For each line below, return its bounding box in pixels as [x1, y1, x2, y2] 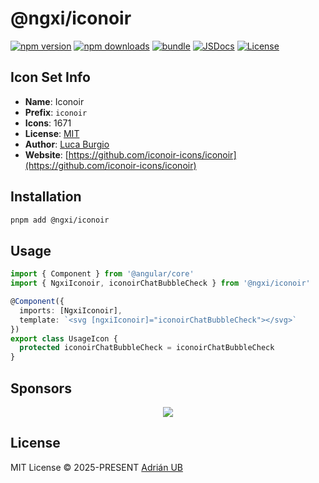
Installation [10, 188, 82, 206]
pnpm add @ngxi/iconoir [10, 215, 110, 225]
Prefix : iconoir [24, 106, 88, 118]
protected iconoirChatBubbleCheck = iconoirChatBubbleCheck [19, 343, 275, 353]
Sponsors [10, 380, 72, 397]
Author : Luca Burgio [24, 138, 110, 150]
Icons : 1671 [24, 117, 72, 129]
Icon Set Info [10, 69, 91, 86]
